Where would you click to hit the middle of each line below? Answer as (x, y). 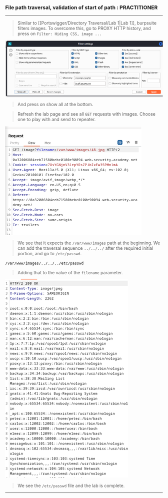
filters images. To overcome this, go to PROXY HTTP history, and (84, 29)
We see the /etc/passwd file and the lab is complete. (71, 486)
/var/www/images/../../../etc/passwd (44, 264)
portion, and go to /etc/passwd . (49, 254)
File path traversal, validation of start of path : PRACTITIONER (81, 8)
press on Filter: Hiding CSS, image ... (59, 34)
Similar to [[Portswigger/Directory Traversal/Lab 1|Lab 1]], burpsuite (87, 23)
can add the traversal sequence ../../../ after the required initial (85, 248)
